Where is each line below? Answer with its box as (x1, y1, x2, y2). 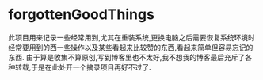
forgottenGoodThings (8, 6, 154, 24)
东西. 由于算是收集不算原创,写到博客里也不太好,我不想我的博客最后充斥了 (8, 52, 246, 62)
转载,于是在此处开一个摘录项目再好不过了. (14, 62, 152, 72)
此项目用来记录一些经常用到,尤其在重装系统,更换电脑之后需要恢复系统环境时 (8, 32, 256, 42)
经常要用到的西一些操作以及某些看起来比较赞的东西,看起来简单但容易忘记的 (8, 42, 253, 52)
